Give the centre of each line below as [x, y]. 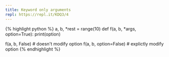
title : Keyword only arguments [38, 10]
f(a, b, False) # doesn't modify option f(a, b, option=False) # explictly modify [84, 43]
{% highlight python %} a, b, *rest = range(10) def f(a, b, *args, [71, 28]
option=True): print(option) [33, 34]
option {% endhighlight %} [33, 49]
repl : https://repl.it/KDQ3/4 [37, 14]
